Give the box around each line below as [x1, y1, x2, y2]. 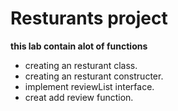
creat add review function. [24, 91, 134, 103]
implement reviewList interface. [24, 80, 155, 92]
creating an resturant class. [24, 59, 138, 71]
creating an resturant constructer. [24, 70, 164, 82]
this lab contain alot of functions [10, 40, 148, 52]
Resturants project [10, 7, 168, 30]
